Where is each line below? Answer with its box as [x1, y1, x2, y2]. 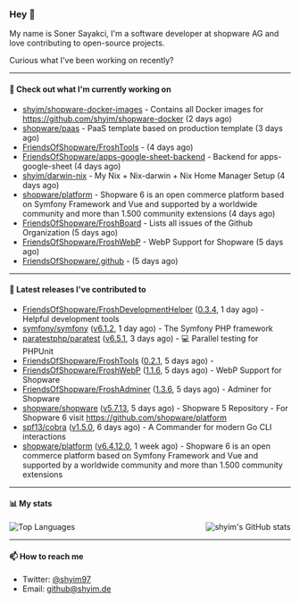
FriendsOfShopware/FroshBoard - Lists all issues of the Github [21, 218, 253, 228]
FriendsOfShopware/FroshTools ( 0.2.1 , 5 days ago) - [21, 355, 214, 366]
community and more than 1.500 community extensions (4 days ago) [21, 208, 276, 219]
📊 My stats [9, 499, 53, 509]
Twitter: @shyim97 [21, 574, 92, 585]
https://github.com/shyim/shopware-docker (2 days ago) [21, 113, 232, 124]
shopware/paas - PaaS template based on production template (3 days [21, 122, 283, 133]
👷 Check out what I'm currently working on [9, 84, 171, 95]
